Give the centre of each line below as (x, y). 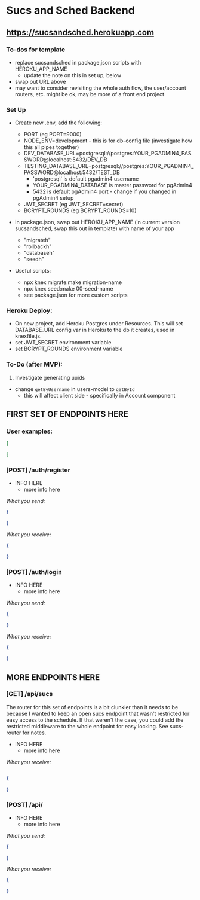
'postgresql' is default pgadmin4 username (86, 179)
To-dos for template (36, 50)
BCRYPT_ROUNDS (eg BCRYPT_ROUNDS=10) (80, 210)
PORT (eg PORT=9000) (53, 135)
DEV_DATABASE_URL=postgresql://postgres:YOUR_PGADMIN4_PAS (108, 154)
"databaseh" (39, 253)
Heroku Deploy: (29, 310)
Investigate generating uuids (50, 377)
